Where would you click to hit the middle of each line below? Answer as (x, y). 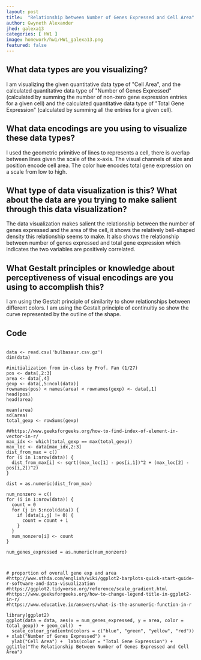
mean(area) (20, 410)
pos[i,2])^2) (22, 468)
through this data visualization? (67, 209)
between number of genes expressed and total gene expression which (94, 243)
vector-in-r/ (22, 436)
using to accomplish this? (55, 287)
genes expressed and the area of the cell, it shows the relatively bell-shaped (100, 230)
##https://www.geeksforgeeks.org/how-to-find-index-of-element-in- (92, 431)
